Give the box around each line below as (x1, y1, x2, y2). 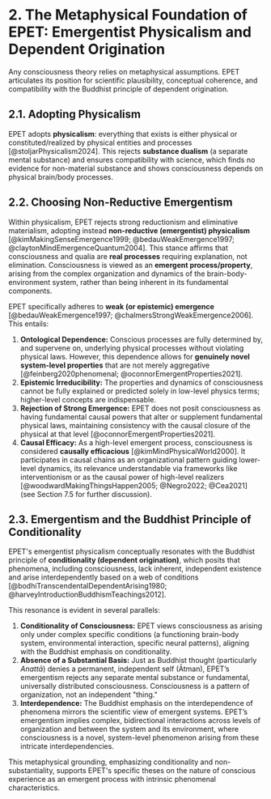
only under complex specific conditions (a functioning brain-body (19, 630, 239, 640)
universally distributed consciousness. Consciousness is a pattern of (19, 682, 250, 691)
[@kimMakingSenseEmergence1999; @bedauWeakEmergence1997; (8, 234, 235, 244)
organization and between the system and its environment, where (19, 725, 239, 734)
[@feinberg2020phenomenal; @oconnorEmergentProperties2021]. (19, 368, 243, 378)
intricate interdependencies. (19, 742, 115, 751)
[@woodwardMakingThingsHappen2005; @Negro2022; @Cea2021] (19, 480, 248, 491)
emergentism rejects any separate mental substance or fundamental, (19, 673, 251, 682)
